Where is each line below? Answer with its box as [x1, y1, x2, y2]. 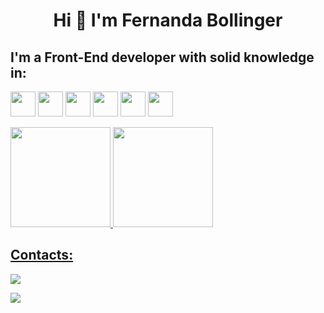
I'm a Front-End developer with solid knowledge [10, 49, 315, 66]
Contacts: [10, 247, 74, 264]
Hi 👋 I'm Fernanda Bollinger [53, 9, 283, 32]
